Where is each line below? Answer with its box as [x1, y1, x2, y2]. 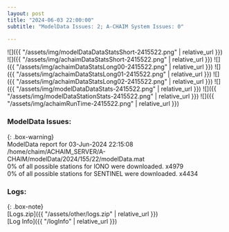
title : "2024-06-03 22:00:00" [7, 17, 95, 24]
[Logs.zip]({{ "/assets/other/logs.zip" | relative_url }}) [7, 209, 158, 218]
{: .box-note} [7, 202, 44, 211]
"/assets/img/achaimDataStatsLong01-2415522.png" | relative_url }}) [16, 70, 212, 78]
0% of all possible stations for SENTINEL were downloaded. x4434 [7, 169, 199, 177]
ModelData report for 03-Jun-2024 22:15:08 [7, 140, 134, 148]
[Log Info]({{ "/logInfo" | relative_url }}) [7, 217, 118, 225]
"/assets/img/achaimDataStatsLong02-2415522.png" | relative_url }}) [16, 78, 213, 86]
